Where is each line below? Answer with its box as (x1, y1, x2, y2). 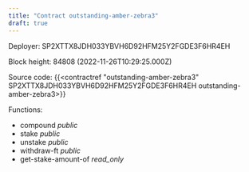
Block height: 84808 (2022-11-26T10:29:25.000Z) (8, 57, 172, 66)
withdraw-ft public (19, 146, 81, 155)
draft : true (8, 19, 48, 27)
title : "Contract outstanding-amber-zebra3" (8, 11, 159, 20)
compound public (19, 120, 78, 130)
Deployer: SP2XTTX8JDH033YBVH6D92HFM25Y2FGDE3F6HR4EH (8, 41, 231, 50)
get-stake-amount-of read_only (19, 154, 125, 164)
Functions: (8, 105, 43, 114)
